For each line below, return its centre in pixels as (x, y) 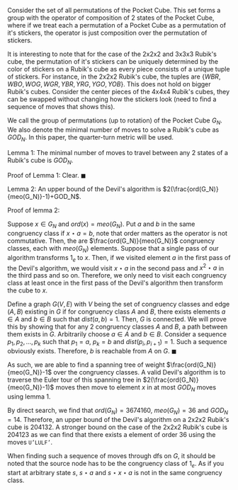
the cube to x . (28, 290)
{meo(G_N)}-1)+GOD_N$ (44, 197)
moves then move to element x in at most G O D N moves (136, 388)
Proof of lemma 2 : (34, 210)
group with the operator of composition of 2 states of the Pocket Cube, (111, 18)
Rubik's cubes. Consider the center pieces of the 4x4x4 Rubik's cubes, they (119, 92)
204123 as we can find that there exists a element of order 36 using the (112, 434)
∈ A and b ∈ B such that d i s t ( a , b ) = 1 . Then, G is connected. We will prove (117, 319)
